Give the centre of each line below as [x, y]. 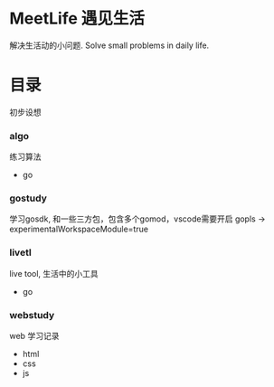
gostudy [28, 198]
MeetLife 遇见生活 [77, 19]
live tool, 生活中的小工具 [54, 273]
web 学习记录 [34, 336]
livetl [20, 252]
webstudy [32, 315]
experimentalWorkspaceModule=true [79, 229]
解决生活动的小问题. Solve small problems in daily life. [109, 45]
